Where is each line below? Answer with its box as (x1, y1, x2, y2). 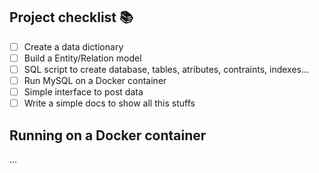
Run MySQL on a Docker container (23, 75, 167, 86)
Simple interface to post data (23, 86, 144, 98)
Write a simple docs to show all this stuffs (23, 97, 196, 109)
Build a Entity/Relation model (23, 52, 142, 64)
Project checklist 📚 (9, 9, 134, 26)
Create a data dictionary (23, 40, 124, 53)
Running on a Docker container (9, 127, 207, 144)
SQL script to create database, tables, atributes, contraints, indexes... (23, 63, 310, 75)
